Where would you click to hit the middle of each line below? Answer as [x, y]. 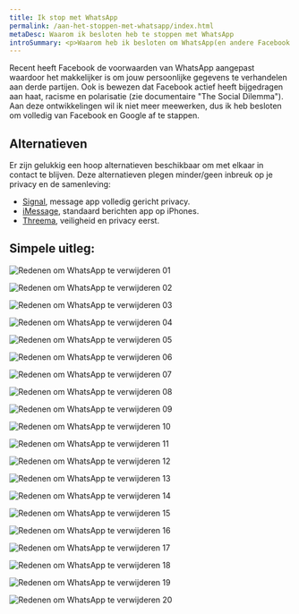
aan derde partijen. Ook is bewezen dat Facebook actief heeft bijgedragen [146, 87]
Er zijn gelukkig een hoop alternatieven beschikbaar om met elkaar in [137, 166]
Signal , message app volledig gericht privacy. [106, 201]
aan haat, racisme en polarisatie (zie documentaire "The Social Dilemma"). [146, 97]
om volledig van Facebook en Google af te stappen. [104, 115]
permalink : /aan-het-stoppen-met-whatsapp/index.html [112, 26]
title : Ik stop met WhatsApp [64, 17]
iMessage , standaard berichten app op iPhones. [111, 211]
